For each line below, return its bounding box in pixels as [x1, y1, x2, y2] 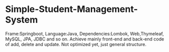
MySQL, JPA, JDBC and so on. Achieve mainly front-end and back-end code [5, 36, 164, 42]
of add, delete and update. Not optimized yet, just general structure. [5, 41, 147, 47]
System [5, 14, 38, 25]
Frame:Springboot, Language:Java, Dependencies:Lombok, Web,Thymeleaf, [5, 30, 164, 36]
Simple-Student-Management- [5, 3, 138, 15]
